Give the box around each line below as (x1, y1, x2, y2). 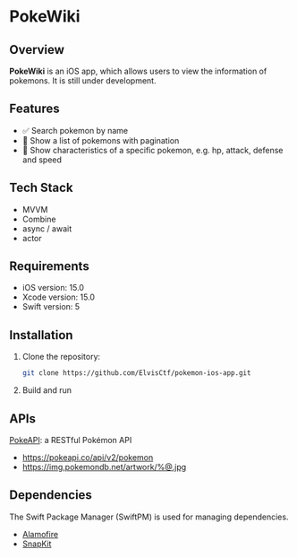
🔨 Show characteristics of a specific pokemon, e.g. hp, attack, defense (21, 144, 284, 155)
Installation (9, 327, 73, 343)
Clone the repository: (21, 352, 101, 362)
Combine (21, 214, 56, 224)
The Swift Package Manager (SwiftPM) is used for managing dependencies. (9, 511, 289, 522)
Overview (9, 42, 65, 57)
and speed (21, 154, 63, 165)
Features (9, 101, 60, 117)
